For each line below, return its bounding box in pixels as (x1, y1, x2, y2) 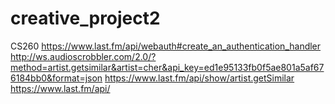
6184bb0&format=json (10, 72, 103, 84)
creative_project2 (10, 7, 161, 30)
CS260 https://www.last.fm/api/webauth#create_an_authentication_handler (10, 40, 322, 52)
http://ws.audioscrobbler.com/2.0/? (10, 50, 157, 62)
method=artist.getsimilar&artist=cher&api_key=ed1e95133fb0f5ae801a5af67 (10, 61, 325, 73)
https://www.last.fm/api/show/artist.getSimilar (104, 72, 295, 84)
